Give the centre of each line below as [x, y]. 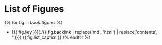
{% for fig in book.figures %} [34, 22]
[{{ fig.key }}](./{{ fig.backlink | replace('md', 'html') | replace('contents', [84, 32]
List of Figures [34, 9]
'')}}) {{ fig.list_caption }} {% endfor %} [51, 37]
